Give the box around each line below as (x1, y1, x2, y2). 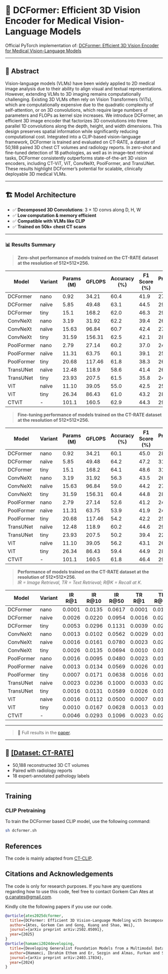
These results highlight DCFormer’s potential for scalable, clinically (5, 166, 142, 172)
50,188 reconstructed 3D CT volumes (12, 762, 89, 768)
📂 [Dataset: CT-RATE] (5, 749, 74, 757)
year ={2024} (9, 960, 35, 965)
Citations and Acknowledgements (5, 870, 113, 878)
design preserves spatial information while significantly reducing (5, 128, 138, 134)
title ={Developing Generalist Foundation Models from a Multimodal (9, 945, 153, 951)
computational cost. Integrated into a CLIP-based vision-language (5, 133, 141, 139)
